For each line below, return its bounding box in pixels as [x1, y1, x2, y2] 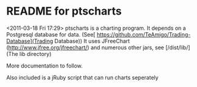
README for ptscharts [6, 4, 122, 18]
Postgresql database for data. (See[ [6, 30, 95, 38]
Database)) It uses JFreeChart [54, 37, 130, 44]
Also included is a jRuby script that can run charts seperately [6, 74, 159, 81]
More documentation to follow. [6, 62, 83, 69]
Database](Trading [6, 37, 54, 44]
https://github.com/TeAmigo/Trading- [96, 30, 191, 38]
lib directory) [19, 50, 52, 57]
